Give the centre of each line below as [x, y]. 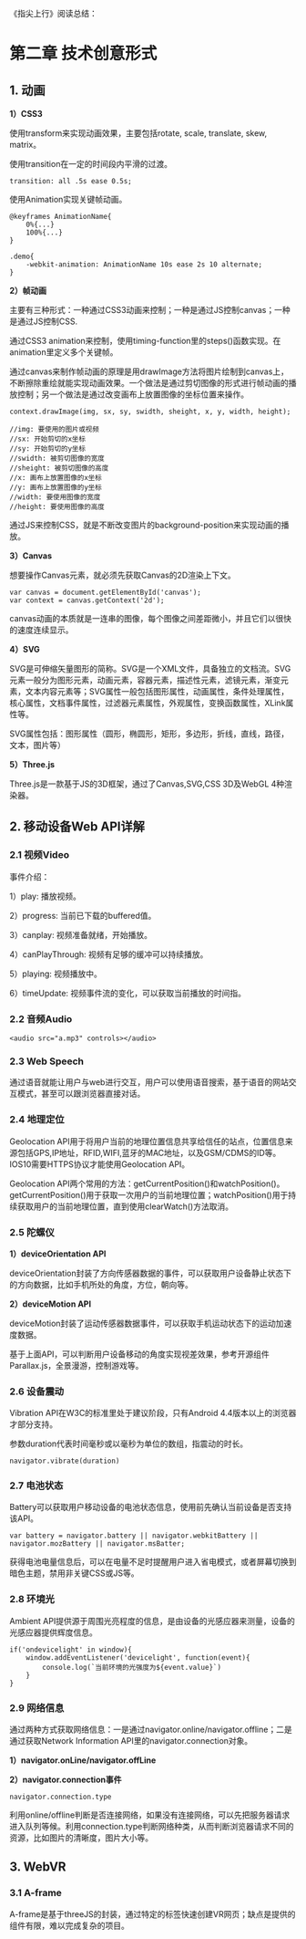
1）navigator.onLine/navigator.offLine [83, 1760]
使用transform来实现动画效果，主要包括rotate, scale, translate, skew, [138, 133]
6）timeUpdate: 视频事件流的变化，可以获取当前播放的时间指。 [128, 993]
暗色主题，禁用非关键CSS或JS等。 [74, 1573]
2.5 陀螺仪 [32, 1232]
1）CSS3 [26, 114]
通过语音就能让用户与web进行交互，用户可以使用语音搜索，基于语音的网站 [149, 1082]
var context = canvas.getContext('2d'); [87, 600]
